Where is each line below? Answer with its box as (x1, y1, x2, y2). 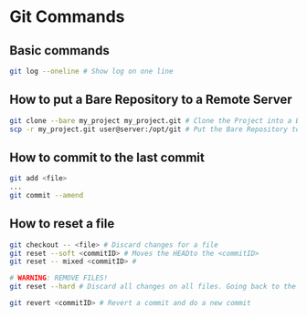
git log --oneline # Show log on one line (9, 66, 174, 76)
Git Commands (9, 6, 125, 27)
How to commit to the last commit (9, 149, 206, 165)
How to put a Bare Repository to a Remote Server (9, 92, 292, 107)
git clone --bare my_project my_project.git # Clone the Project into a (9, 116, 292, 125)
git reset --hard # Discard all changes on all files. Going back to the (9, 282, 297, 291)
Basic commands (9, 43, 110, 58)
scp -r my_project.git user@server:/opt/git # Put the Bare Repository (9, 125, 288, 134)
